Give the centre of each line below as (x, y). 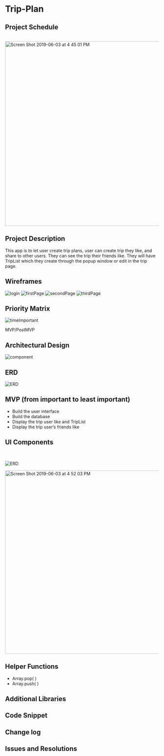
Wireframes (24, 281)
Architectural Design (37, 345)
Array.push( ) (25, 684)
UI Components (29, 442)
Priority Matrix (28, 309)
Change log (23, 732)
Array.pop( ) (24, 678)
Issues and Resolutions (41, 749)
